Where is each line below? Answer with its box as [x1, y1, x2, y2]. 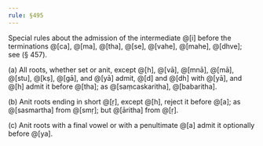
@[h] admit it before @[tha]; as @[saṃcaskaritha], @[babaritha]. [8, 82, 217, 91]
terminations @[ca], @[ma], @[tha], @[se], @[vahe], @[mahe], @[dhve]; [8, 41, 243, 51]
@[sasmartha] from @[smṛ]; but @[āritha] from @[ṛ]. [8, 105, 179, 115]
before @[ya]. [8, 129, 53, 138]
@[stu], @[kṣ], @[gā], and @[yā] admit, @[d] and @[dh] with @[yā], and [8, 73, 243, 82]
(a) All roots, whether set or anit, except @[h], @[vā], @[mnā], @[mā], [8, 64, 234, 75]
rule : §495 [8, 11, 44, 20]
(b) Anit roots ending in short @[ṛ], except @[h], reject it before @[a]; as [8, 97, 241, 106]
